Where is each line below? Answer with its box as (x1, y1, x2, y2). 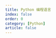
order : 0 (5, 16, 23, 21)
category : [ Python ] (5, 21, 46, 26)
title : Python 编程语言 (5, 7, 51, 12)
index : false (5, 12, 32, 17)
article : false (5, 26, 37, 31)
